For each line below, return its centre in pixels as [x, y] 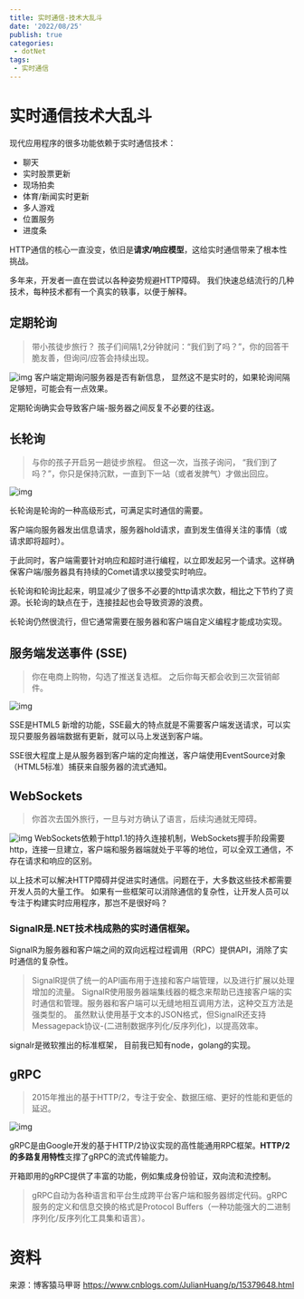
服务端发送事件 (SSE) [69, 653]
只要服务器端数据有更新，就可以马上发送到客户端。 [112, 737]
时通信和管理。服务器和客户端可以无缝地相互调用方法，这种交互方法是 [162, 1003]
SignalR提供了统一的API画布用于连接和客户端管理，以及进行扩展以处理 [163, 981]
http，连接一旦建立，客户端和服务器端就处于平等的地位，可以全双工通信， [148, 850]
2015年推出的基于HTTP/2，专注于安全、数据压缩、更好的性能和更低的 [162, 1098]
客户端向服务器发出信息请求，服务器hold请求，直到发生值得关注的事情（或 [148, 530]
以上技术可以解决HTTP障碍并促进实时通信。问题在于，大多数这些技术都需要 [151, 880]
